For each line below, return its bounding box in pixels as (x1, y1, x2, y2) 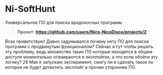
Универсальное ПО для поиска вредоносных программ (5, 19, 122, 25)
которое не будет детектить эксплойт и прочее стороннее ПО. (5, 64, 136, 70)
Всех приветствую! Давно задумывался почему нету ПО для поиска (5, 38, 149, 44)
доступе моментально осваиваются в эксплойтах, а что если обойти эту (5, 54, 158, 59)
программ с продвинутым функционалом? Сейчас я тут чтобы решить (5, 43, 153, 49)
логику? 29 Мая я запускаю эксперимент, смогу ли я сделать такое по (5, 59, 154, 65)
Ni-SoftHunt (5, 3, 55, 15)
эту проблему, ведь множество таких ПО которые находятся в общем (5, 49, 153, 55)
